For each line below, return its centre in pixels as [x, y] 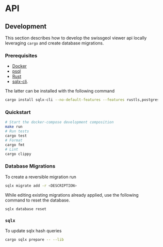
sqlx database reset [26, 209]
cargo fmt [15, 145]
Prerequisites [21, 55]
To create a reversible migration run [41, 177]
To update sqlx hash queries [33, 231]
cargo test [16, 136]
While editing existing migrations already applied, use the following [72, 195]
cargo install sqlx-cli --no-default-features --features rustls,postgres [82, 100]
